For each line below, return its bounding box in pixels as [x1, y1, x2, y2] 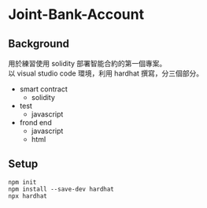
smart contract [19, 84, 68, 94]
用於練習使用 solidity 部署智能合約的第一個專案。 [8, 59, 167, 68]
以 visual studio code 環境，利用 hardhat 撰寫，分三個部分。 [8, 69, 204, 78]
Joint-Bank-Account [8, 6, 144, 24]
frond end [19, 118, 53, 127]
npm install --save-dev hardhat [8, 185, 114, 193]
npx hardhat [8, 191, 47, 200]
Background [8, 37, 69, 50]
